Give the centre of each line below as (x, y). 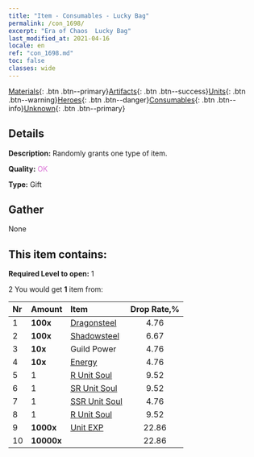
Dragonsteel (93, 323)
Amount (47, 310)
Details (26, 134)
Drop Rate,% (155, 310)
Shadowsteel (94, 336)
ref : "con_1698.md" (41, 53)
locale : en (27, 46)
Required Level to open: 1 (51, 274)
